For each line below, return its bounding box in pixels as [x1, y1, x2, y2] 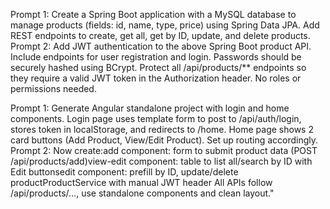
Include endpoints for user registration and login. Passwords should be [10, 51, 302, 63]
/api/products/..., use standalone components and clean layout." [10, 187, 275, 199]
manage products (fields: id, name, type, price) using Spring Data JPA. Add [10, 19, 320, 31]
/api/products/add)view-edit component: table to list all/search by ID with [10, 155, 313, 167]
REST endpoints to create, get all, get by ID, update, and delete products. [10, 30, 311, 41]
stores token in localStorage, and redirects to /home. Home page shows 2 [10, 124, 314, 135]
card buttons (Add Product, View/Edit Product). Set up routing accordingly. [10, 134, 319, 146]
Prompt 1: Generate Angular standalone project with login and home [10, 102, 290, 114]
